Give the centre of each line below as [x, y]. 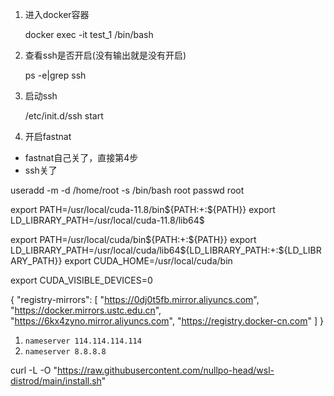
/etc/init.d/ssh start [64, 116]
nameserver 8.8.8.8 [65, 352]
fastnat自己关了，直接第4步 [81, 157]
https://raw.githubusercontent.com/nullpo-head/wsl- [166, 370]
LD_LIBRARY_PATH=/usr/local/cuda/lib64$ [98, 250]
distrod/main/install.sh [56, 381]
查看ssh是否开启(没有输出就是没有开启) [105, 55]
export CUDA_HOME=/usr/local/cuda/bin [148, 261]
